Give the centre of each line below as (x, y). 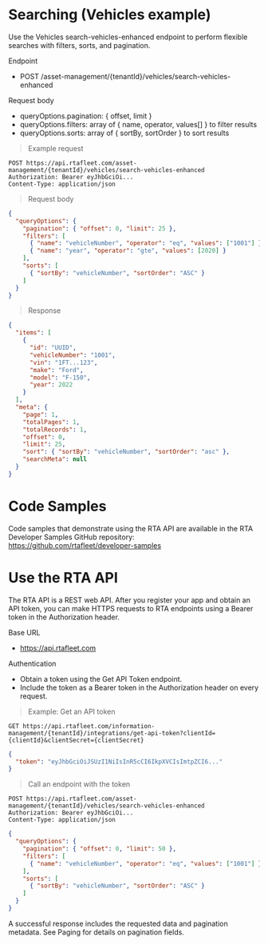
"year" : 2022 (51, 385)
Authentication (32, 663)
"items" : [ (33, 333)
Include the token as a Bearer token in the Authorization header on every (139, 687)
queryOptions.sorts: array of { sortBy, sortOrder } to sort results (124, 133)
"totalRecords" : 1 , (55, 430)
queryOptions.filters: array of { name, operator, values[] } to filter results (138, 124)
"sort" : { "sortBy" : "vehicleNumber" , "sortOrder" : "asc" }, (126, 452)
